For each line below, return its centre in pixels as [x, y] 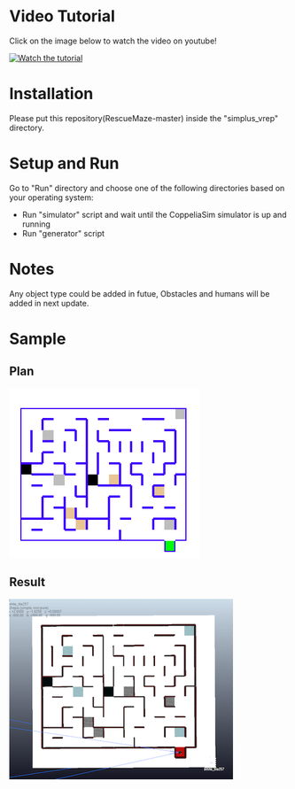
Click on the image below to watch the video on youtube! [113, 41]
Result [27, 582]
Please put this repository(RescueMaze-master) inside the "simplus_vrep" [144, 118]
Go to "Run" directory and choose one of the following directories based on [147, 188]
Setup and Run [64, 163]
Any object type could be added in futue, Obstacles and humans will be [140, 293]
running [36, 224]
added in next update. [49, 303]
